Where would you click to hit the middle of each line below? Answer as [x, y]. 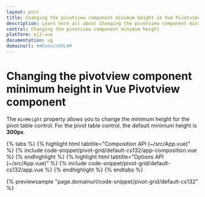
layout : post [23, 12]
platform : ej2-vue [30, 35]
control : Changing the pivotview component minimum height [83, 29]
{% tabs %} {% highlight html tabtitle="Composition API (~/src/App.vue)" [99, 143]
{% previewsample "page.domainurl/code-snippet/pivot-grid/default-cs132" [102, 181]
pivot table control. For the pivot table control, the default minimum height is [102, 125]
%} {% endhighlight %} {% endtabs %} [94, 170]
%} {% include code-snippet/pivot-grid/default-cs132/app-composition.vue [102, 150]
